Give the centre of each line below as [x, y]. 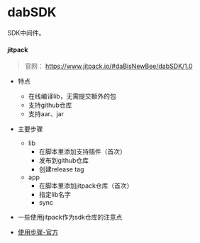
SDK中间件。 [26, 33]
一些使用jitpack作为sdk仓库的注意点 [70, 217]
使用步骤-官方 [38, 232]
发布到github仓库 [64, 161]
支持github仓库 [50, 105]
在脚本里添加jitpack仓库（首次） [86, 186]
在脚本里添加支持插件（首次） [82, 152]
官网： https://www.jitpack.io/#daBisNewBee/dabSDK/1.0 [109, 66]
